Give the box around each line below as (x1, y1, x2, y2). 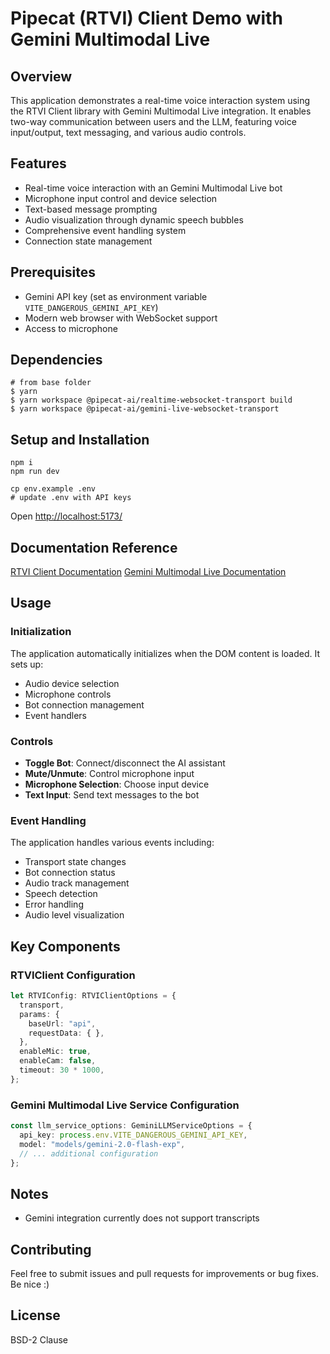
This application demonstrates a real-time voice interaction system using (10, 95, 311, 106)
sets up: (10, 658, 44, 670)
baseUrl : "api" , (28, 1018, 97, 1029)
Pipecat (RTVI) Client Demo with (10, 7, 283, 30)
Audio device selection (24, 677, 120, 689)
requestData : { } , (28, 1028, 105, 1038)
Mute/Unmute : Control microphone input (24, 768, 195, 780)
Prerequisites (10, 264, 96, 281)
